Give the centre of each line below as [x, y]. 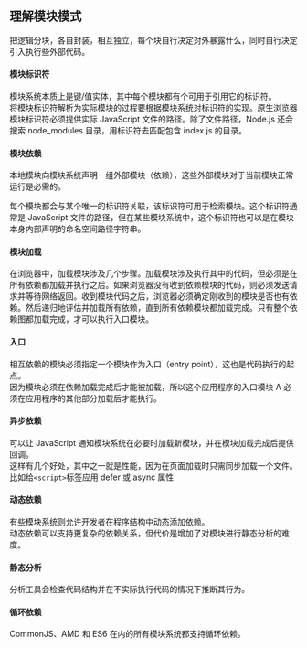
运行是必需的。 [37, 186]
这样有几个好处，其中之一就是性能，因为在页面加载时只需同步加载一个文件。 [153, 465]
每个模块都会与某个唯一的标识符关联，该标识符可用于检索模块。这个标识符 [149, 206]
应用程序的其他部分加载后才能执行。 [93, 398]
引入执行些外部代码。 [49, 51]
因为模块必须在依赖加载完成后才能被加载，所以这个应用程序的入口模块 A [145, 387]
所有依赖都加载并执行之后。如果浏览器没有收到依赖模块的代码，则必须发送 [149, 285]
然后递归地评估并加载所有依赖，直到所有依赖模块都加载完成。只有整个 [157, 308]
